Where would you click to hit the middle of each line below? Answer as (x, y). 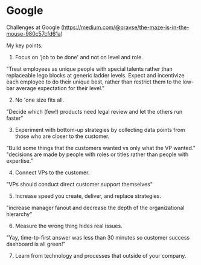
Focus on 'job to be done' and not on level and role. (79, 57)
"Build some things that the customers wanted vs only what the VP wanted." (101, 148)
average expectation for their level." (60, 88)
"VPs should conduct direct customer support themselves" (79, 184)
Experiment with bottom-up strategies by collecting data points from (100, 129)
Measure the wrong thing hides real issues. (69, 226)
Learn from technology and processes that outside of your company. (101, 255)
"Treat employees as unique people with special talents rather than (90, 69)
